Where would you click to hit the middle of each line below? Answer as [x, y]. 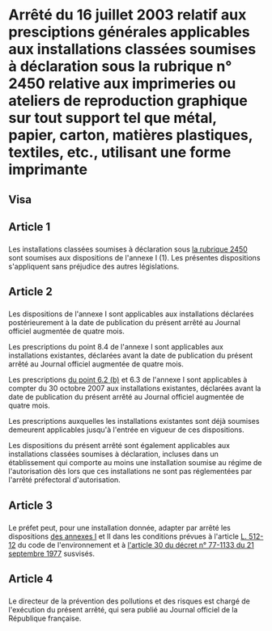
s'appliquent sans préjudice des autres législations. [94, 266]
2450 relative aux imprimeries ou [122, 84]
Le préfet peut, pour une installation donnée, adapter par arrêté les [119, 527]
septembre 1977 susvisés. [52, 553]
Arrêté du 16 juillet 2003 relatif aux [127, 15]
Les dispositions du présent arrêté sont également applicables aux [119, 446]
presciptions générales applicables [129, 32]
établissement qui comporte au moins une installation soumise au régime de [135, 463]
